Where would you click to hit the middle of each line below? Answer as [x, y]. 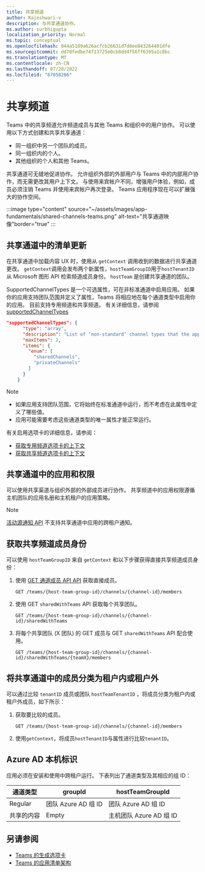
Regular [20, 803]
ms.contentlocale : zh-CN [38, 63]
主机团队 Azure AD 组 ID [143, 815]
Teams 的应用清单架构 [43, 863]
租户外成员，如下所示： [36, 702]
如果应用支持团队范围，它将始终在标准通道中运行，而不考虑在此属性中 [103, 404]
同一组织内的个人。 [39, 153]
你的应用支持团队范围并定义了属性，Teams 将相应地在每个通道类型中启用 [98, 297]
